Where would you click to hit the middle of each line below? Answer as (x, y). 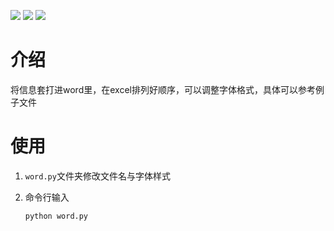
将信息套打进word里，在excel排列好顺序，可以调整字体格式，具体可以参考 (163, 89)
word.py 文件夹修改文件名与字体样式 (97, 176)
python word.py (56, 216)
